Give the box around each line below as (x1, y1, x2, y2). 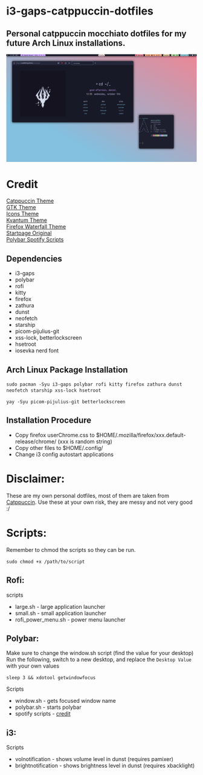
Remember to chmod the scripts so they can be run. (6, 546, 136, 553)
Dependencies (6, 253, 62, 264)
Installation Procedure (6, 415, 92, 426)
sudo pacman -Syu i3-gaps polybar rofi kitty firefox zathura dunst (6, 381, 182, 387)
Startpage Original (6, 229, 52, 237)
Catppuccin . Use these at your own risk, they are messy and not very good (6, 498, 193, 506)
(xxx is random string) (57, 438, 113, 445)
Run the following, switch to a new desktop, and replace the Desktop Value (6, 656, 192, 663)
